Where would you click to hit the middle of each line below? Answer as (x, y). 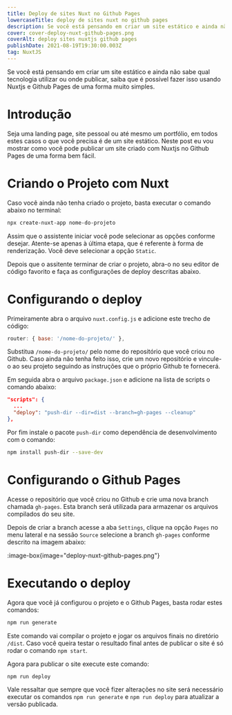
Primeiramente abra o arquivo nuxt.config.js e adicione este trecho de (109, 318)
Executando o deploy (69, 583)
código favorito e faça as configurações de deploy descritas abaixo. (104, 271)
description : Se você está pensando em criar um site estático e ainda (112, 26)
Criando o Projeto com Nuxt (88, 183)
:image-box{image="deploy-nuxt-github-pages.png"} (84, 555)
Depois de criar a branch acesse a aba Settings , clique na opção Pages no (113, 527)
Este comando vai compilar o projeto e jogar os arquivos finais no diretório (113, 635)
